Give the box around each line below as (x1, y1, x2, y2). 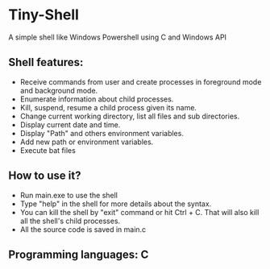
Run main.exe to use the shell (19, 190, 118, 200)
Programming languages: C (8, 247, 149, 261)
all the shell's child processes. (19, 216, 121, 226)
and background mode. (19, 85, 98, 95)
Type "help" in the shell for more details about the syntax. (19, 199, 212, 209)
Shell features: (8, 56, 84, 69)
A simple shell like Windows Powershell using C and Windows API (8, 32, 227, 42)
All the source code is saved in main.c (19, 224, 147, 234)
